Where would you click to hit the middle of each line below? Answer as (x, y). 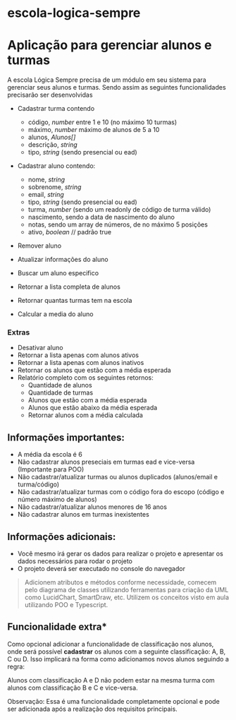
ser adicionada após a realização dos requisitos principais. (92, 709)
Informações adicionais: (62, 537)
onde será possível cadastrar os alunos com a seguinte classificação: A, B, (117, 652)
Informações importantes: (66, 437)
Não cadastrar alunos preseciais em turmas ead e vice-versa (106, 462)
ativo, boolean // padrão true (69, 232)
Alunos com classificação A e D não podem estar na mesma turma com (111, 680)
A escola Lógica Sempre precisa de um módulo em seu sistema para (107, 80)
